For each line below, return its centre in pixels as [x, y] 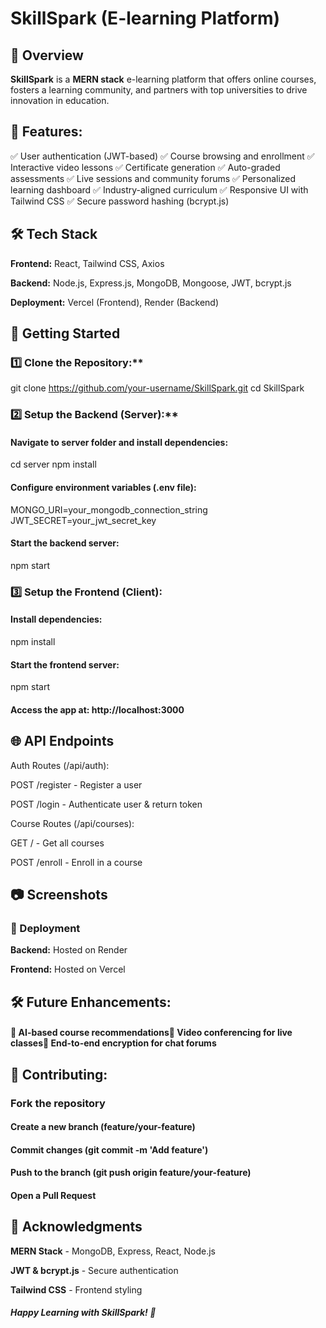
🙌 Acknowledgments [76, 1227]
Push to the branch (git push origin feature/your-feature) [131, 1173]
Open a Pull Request [53, 1195]
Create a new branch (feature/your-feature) [103, 1127]
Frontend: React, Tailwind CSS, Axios [87, 263]
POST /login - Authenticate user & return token [106, 804]
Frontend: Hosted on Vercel [68, 969]
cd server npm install [53, 464]
